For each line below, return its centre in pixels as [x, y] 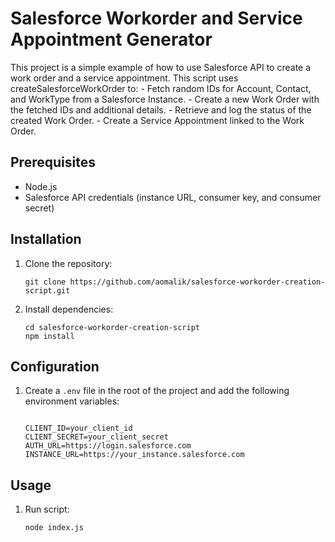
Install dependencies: [69, 309]
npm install [49, 336]
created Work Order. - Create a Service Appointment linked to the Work [157, 120]
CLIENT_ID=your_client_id [78, 428]
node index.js [54, 528]
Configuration [55, 366]
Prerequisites [53, 162]
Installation [46, 239]
